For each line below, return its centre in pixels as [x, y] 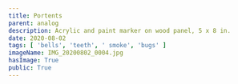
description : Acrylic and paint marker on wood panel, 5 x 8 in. [119, 30]
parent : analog [34, 23]
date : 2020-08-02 [37, 38]
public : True [30, 68]
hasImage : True [34, 61]
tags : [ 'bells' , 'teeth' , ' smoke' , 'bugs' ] [87, 46]
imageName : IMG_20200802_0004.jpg [66, 53]
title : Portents [35, 16]
